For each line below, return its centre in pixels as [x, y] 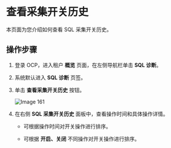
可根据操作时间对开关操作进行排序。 [67, 126]
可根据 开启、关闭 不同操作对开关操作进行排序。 [81, 139]
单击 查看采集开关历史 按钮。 [50, 90]
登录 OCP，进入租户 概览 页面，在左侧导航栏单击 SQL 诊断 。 [88, 65]
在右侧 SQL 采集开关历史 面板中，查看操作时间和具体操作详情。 [91, 114]
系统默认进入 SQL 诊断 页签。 [50, 78]
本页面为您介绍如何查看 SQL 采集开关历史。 [59, 29]
